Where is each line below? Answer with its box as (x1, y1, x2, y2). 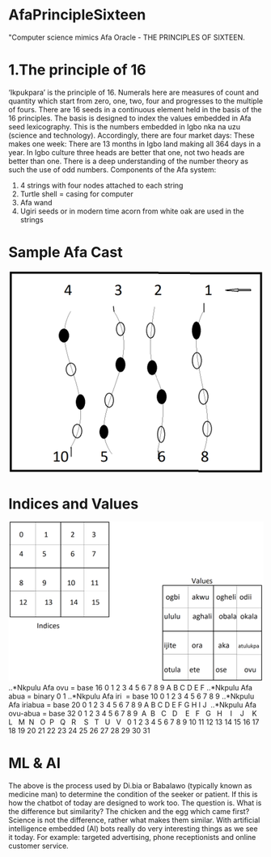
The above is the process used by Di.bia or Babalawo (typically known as (8, 780, 252, 790)
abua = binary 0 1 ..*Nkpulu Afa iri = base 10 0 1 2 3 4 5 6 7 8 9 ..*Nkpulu (8, 691, 255, 701)
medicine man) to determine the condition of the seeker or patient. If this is (8, 789, 258, 799)
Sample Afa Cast (8, 243, 123, 262)
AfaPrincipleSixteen (8, 6, 146, 24)
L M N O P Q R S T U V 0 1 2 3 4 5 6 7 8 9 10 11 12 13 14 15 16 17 (8, 717, 260, 727)
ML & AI (8, 754, 61, 772)
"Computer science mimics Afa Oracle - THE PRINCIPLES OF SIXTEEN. (8, 32, 245, 42)
